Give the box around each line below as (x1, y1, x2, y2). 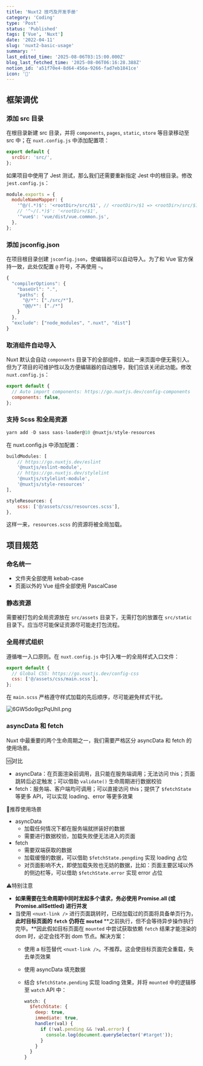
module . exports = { (6, 191, 56, 197)
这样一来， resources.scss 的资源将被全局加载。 (6, 521, 126, 528)
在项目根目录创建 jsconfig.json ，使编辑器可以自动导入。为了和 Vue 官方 (6, 255, 188, 262)
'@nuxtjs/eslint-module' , (17, 464, 83, 470)
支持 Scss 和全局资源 (6, 415, 68, 424)
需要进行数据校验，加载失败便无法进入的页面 (24, 832, 136, 839)
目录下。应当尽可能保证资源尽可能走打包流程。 (6, 621, 123, 629)
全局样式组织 (6, 638, 44, 646)
